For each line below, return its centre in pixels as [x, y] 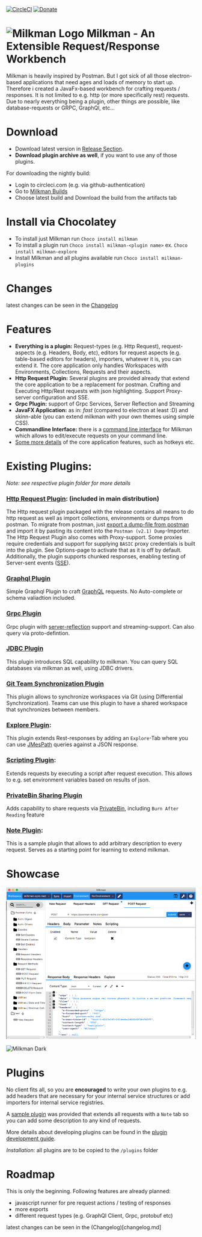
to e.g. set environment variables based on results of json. [78, 780]
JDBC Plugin [25, 649]
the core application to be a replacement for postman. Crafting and [98, 384]
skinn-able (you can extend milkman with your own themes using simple [104, 416]
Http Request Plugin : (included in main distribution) [83, 498]
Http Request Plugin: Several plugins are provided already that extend [102, 378]
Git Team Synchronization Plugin [55, 683]
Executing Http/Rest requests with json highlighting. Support [90, 390]
